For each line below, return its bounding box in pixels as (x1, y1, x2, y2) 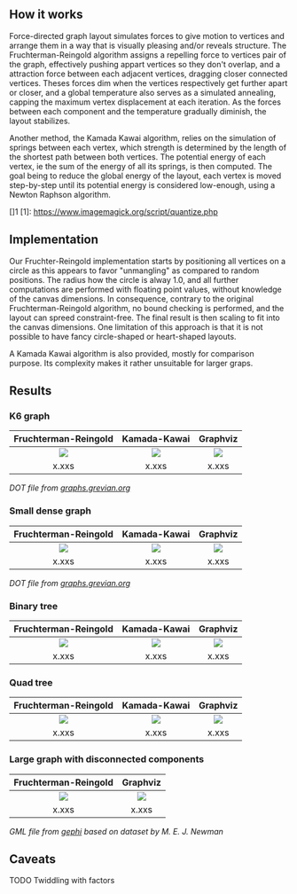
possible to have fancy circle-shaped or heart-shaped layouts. (9, 331, 237, 341)
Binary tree (9, 600, 59, 612)
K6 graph (9, 410, 51, 422)
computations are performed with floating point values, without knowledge (9, 284, 282, 294)
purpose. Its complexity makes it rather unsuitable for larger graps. (9, 357, 254, 368)
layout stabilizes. (9, 115, 71, 126)
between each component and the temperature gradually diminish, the (9, 106, 267, 116)
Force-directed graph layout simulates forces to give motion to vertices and (9, 30, 285, 41)
